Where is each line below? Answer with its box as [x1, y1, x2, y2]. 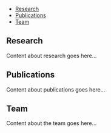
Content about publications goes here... [6, 85, 106, 93]
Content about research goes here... [6, 52, 97, 59]
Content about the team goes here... [6, 120, 97, 127]
